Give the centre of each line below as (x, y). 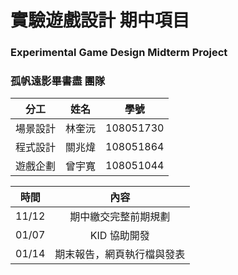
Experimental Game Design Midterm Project (119, 53)
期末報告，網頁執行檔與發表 (120, 254)
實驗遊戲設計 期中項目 (100, 20)
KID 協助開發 (119, 236)
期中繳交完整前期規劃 (120, 217)
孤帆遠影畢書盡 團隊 (58, 81)
